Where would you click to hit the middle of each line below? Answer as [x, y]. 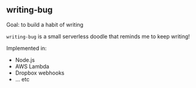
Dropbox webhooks [40, 73]
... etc [22, 79]
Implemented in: [26, 48]
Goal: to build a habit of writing [45, 24]
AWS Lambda [32, 66]
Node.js [25, 59]
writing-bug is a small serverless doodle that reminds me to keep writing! [98, 36]
